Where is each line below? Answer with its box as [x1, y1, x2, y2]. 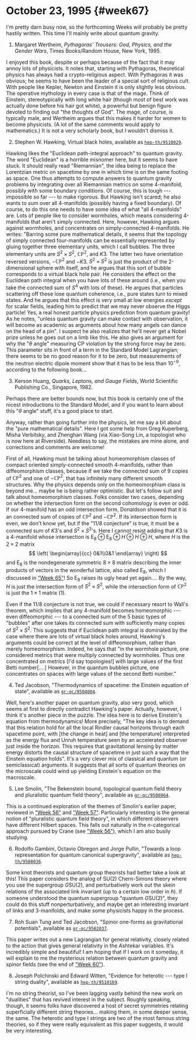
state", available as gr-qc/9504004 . [14, 688, 97, 695]
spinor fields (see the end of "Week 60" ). [6, 961, 105, 968]
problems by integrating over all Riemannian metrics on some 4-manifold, [6, 180, 183, 188]
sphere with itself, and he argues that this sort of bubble [36, 265, 171, 272]
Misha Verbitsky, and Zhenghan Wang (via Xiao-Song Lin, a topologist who [6, 431, 186, 438]
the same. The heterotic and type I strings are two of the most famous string [6, 1015, 190, 1022]
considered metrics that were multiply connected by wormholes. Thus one [6, 652, 185, 659]
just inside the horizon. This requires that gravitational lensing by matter [6, 743, 178, 750]
